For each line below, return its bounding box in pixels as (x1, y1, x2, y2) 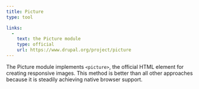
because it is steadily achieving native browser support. (6, 75, 143, 83)
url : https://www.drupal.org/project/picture (17, 47, 132, 53)
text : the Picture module (17, 36, 81, 42)
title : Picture (6, 8, 44, 15)
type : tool (6, 14, 33, 20)
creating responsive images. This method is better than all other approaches (6, 69, 193, 77)
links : (6, 25, 23, 31)
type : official (17, 42, 55, 47)
